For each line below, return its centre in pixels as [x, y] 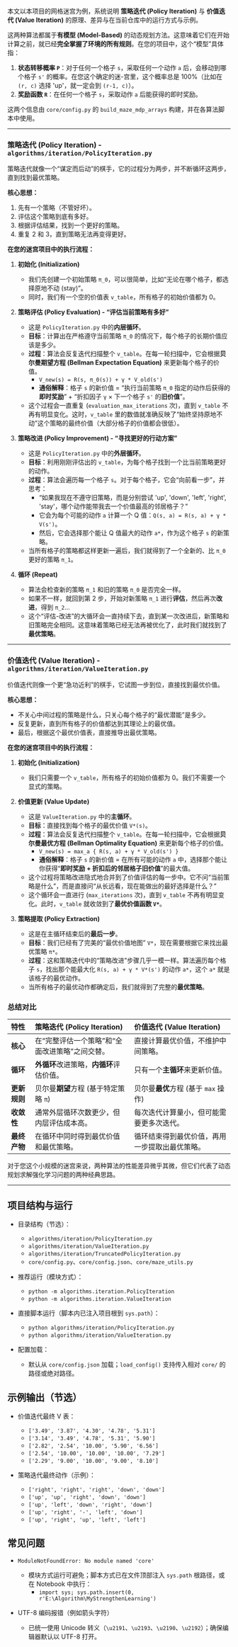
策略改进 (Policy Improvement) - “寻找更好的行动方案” [97, 438]
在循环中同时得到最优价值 [78, 1136]
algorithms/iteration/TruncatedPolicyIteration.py [104, 1254]
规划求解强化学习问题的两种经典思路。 [63, 1174]
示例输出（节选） [45, 1398]
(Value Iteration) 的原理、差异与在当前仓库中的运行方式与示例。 [109, 20]
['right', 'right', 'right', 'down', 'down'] [96, 1490]
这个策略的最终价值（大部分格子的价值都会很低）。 [110, 423]
